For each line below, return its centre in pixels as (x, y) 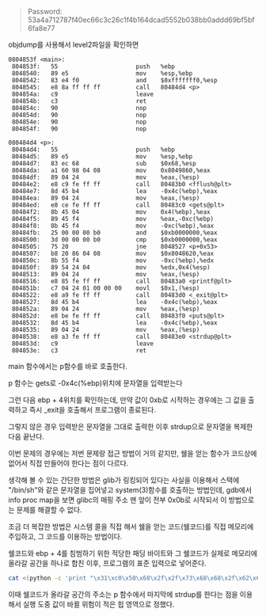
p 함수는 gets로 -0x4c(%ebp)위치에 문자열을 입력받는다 (95, 383)
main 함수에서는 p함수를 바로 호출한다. (68, 366)
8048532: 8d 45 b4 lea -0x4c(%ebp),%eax (114, 323)
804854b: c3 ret (79, 101)
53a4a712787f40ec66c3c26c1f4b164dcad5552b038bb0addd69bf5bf (141, 20)
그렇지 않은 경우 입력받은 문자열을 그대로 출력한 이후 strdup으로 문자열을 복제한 (131, 426)
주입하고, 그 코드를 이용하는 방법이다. (65, 536)
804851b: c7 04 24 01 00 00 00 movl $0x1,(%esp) (106, 288)
